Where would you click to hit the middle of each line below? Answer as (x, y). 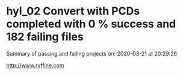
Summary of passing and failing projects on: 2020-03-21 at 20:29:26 (92, 53)
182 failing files (45, 37)
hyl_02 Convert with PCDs (73, 11)
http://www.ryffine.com (35, 65)
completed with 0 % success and (91, 24)
